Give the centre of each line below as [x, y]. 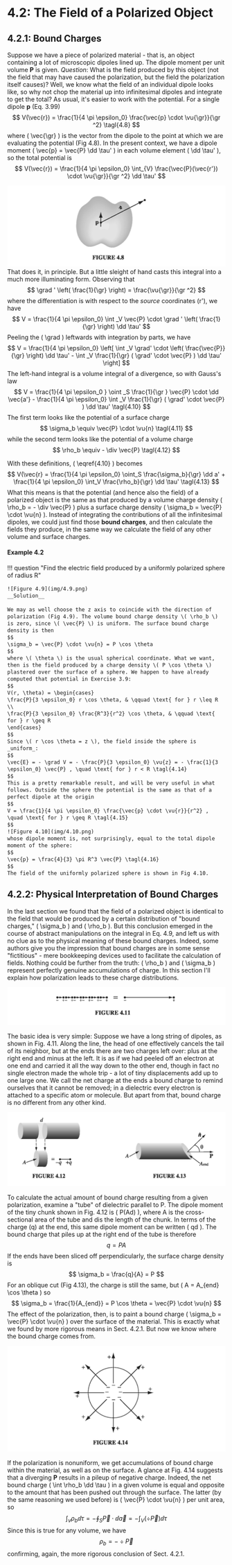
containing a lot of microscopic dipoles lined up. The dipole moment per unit [116, 62]
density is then [30, 630]
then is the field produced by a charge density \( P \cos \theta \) [110, 665]
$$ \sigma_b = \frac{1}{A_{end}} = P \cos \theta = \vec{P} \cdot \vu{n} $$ [116, 1303]
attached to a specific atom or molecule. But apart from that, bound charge [114, 1095]
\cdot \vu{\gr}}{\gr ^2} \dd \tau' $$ [116, 176]
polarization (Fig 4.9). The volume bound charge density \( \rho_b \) [113, 616]
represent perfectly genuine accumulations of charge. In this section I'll [109, 970]
